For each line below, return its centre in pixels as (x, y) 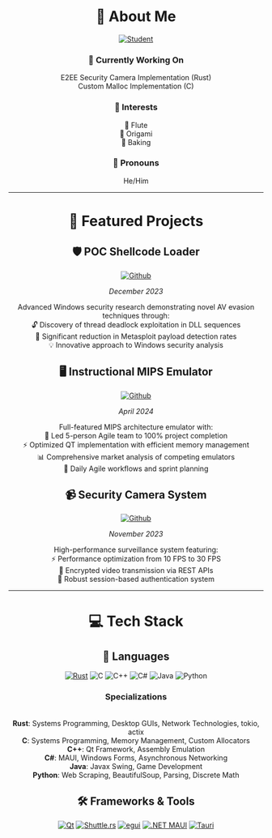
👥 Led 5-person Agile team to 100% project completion (136, 435)
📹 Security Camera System (136, 495)
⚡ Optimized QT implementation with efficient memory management (136, 444)
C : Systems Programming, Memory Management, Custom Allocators (136, 740)
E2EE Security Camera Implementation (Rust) (136, 78)
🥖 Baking (136, 142)
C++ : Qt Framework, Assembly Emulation (136, 749)
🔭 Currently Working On (136, 60)
